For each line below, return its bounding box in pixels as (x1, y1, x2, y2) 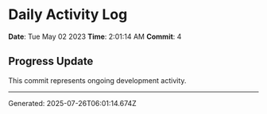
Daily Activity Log (8, 6, 128, 24)
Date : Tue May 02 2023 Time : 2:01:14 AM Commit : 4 (8, 32, 182, 41)
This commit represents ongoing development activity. (8, 75, 187, 85)
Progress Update (8, 55, 94, 68)
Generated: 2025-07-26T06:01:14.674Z (8, 98, 137, 108)
